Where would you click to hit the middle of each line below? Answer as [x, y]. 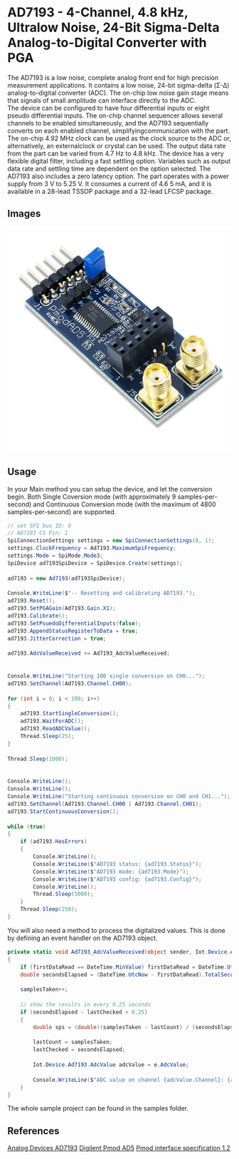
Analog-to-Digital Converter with [107, 43]
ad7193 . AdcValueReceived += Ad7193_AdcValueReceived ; [89, 653]
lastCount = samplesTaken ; [73, 1042]
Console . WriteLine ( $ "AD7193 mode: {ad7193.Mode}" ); [111, 872]
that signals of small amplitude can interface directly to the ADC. [102, 100]
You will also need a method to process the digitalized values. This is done [116, 930]
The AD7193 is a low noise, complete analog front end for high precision [113, 77]
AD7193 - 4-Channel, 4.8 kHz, [98, 12]
